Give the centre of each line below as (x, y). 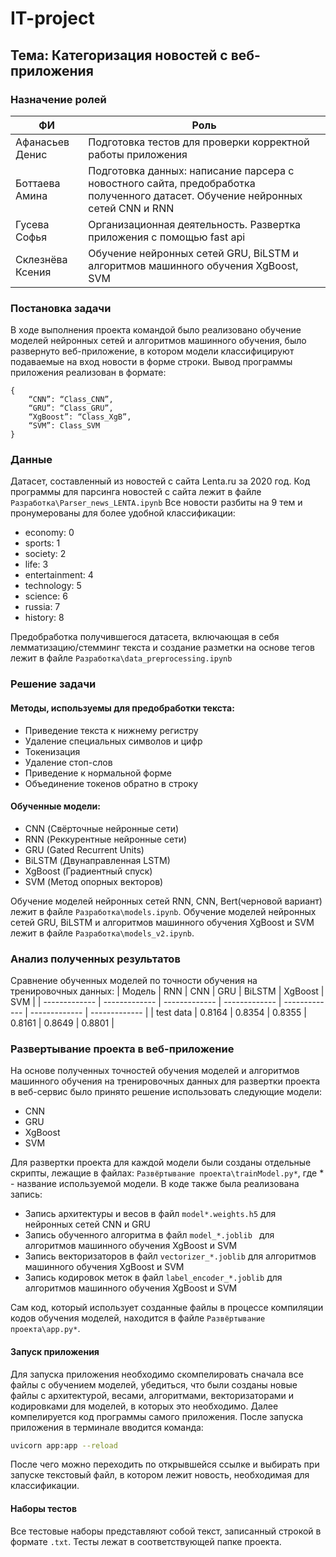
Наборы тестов (43, 1509)
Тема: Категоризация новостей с (119, 55)
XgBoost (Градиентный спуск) (88, 871)
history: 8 (44, 618)
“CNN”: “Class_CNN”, (71, 400)
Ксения (33, 272)
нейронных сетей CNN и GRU (87, 1224)
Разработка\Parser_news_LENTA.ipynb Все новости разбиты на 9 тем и (156, 503)
